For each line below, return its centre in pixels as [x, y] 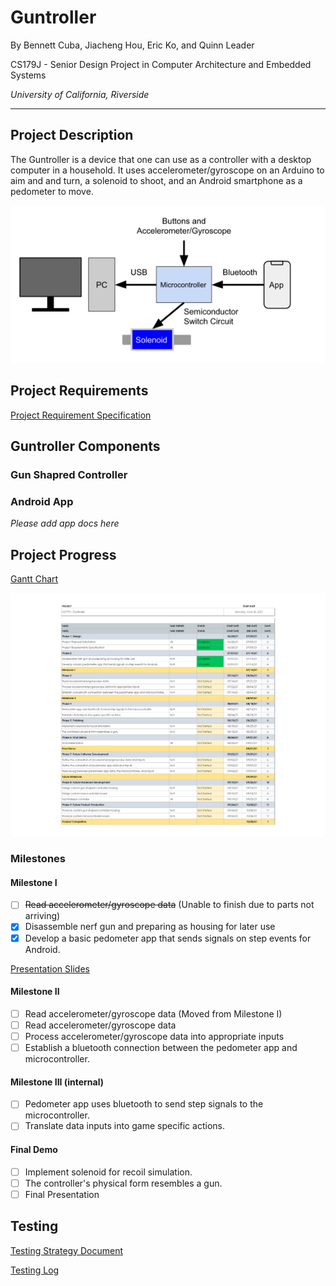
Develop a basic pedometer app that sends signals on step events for [168, 938]
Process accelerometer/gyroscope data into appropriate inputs [154, 1036]
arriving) [42, 916]
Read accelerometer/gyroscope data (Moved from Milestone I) [153, 1013]
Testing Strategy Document [67, 1250]
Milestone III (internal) [57, 1082]
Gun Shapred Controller [69, 474]
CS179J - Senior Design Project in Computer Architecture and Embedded [161, 64]
